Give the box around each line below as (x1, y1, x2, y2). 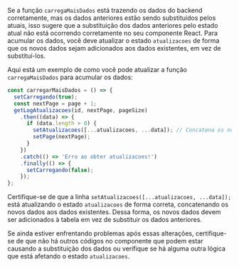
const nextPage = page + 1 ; (14, 100, 97, 107)
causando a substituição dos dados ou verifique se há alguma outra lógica (7, 244, 226, 253)
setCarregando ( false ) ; (26, 166, 94, 173)
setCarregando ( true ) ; (14, 93, 78, 101)
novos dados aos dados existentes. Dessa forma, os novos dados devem (7, 208, 222, 216)
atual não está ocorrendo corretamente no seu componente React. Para (7, 29, 218, 37)
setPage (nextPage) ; (33, 133, 91, 141)
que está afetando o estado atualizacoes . (7, 252, 130, 261)
